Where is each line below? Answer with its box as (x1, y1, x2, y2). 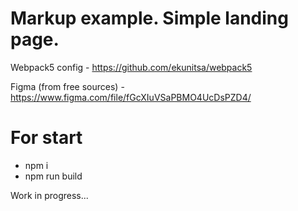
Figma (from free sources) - (10, 80, 125, 92)
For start (10, 127, 83, 149)
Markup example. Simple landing (10, 7, 289, 30)
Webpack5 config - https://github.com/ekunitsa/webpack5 (10, 61, 253, 73)
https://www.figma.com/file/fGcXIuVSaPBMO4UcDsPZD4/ (10, 91, 252, 103)
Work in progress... (10, 189, 89, 201)
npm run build (24, 170, 83, 182)
